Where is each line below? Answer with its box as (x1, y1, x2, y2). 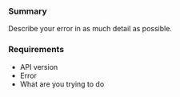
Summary (8, 6, 48, 17)
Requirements (8, 44, 65, 55)
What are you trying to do (19, 79, 105, 89)
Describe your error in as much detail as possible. (8, 24, 172, 34)
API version (19, 62, 58, 71)
